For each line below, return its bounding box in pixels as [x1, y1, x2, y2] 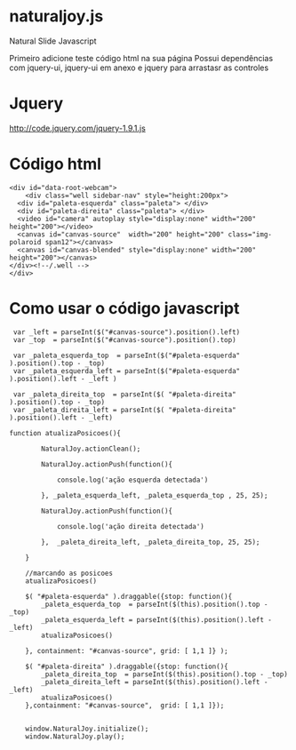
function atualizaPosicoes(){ [9, 428, 122, 437]
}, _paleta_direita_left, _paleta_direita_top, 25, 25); [41, 538, 260, 547]
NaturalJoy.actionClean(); [41, 444, 141, 453]
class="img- [228, 229, 273, 239]
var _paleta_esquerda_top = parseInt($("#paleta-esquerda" [12, 351, 241, 360]
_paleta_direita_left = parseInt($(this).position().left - [41, 677, 268, 686]
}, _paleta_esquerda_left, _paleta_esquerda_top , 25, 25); [41, 491, 268, 499]
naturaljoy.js [9, 6, 104, 27]
